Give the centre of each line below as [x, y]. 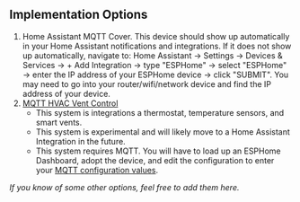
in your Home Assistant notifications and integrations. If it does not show [157, 46]
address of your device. [66, 93]
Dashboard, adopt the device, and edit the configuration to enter [155, 160]
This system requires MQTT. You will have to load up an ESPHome [158, 151]
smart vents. [59, 122]
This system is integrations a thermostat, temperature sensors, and [160, 112]
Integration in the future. [80, 141]
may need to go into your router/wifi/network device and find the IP [147, 83]
